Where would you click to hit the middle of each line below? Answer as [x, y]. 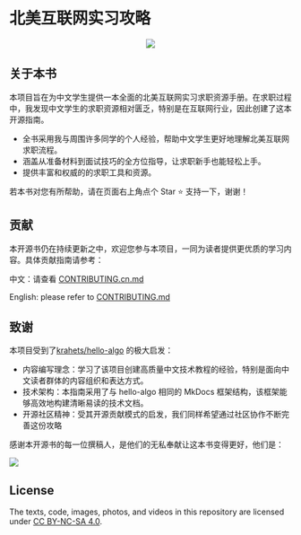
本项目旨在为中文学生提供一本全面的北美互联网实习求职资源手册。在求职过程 [150, 97]
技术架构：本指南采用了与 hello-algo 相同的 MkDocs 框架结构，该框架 [151, 392]
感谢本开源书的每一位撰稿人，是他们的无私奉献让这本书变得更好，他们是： [146, 444]
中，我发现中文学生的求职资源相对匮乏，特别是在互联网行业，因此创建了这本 [150, 108]
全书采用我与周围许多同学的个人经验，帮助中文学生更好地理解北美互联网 [155, 138]
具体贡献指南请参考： [64, 259]
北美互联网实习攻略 [80, 18]
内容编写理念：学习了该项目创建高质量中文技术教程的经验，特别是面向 [152, 370]
